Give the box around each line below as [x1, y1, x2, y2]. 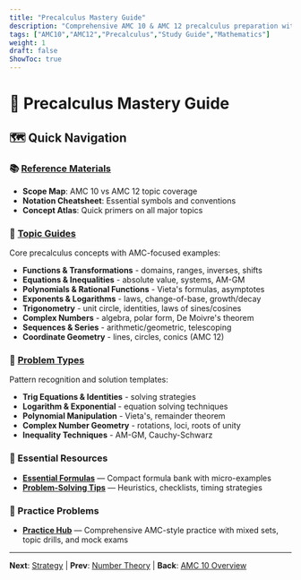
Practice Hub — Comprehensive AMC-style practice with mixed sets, [21, 525, 279, 536]
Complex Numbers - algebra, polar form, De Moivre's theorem [21, 313, 254, 324]
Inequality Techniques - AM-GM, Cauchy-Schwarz [21, 429, 213, 440]
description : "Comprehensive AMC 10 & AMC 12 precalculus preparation [9, 22, 279, 30]
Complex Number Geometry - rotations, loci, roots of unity [21, 420, 242, 431]
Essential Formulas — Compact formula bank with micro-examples [21, 472, 271, 483]
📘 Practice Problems [9, 504, 99, 516]
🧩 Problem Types [9, 354, 85, 367]
